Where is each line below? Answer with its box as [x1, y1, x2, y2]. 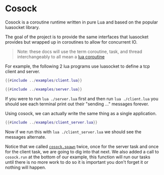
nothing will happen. [5, 164, 47, 170]
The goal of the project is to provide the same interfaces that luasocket [5, 34, 149, 40]
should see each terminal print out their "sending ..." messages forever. [5, 101, 149, 107]
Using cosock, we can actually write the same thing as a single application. [5, 110, 157, 116]
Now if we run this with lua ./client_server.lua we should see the [5, 128, 141, 135]
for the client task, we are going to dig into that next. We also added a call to [5, 149, 159, 154]
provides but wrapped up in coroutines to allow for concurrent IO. [5, 39, 137, 45]
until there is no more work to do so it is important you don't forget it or [5, 159, 149, 165]
